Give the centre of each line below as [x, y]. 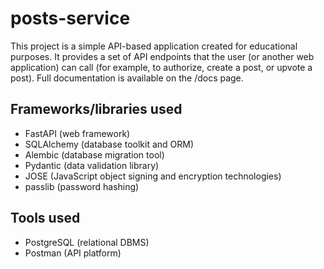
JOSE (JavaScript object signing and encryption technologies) [153, 176]
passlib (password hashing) [82, 186]
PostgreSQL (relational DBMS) [87, 242]
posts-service [70, 18]
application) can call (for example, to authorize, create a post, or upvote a [161, 67]
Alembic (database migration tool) [94, 154]
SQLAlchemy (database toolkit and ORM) [109, 144]
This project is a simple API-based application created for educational [154, 46]
